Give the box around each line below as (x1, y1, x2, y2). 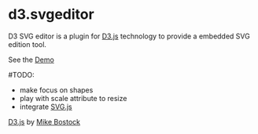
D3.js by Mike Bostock (8, 117, 81, 126)
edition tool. (8, 39, 47, 49)
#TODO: (8, 70, 35, 79)
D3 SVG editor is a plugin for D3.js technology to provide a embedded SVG (8, 31, 250, 41)
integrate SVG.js (19, 102, 72, 111)
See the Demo (8, 55, 55, 64)
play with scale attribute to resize (19, 93, 127, 103)
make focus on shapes (19, 85, 94, 95)
